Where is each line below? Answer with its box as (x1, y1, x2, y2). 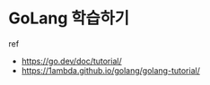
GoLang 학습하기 (8, 8, 130, 29)
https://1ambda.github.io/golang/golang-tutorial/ (21, 64, 201, 76)
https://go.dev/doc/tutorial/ (21, 55, 122, 66)
